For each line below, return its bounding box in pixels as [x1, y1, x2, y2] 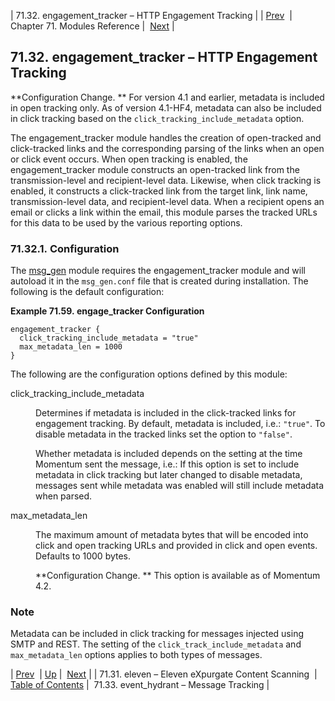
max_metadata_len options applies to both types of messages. [10, 649, 263, 661]
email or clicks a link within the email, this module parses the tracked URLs [10, 206, 318, 218]
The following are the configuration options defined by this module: [10, 368, 288, 380]
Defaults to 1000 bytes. [35, 550, 132, 562]
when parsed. [35, 490, 93, 502]
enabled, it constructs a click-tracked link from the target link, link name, [10, 185, 308, 197]
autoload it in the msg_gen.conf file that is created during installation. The [10, 275, 309, 287]
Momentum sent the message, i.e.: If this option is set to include [35, 458, 300, 470]
